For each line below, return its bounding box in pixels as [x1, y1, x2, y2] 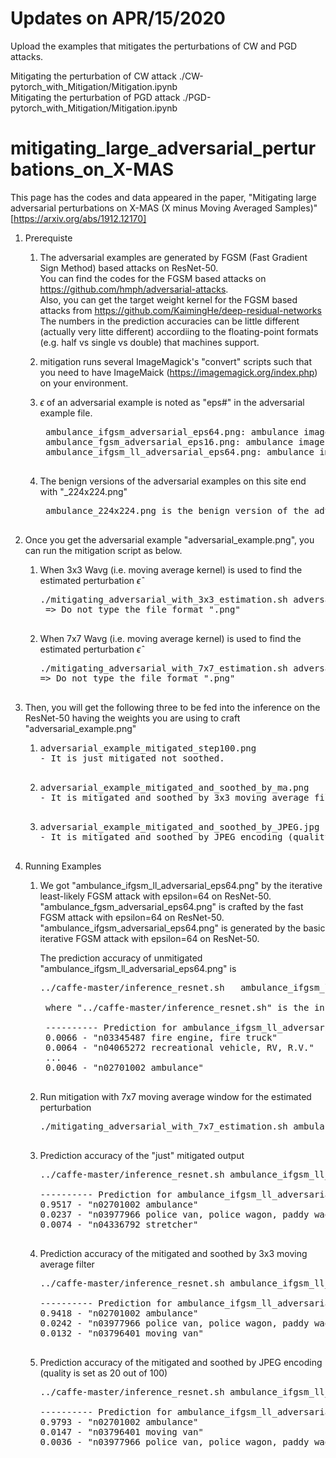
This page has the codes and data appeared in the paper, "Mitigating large [10, 191, 317, 203]
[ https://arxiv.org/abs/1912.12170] [10, 212, 147, 224]
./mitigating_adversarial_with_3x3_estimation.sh [39, 593, 288, 605]
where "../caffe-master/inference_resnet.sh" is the [45, 1002, 310, 1013]
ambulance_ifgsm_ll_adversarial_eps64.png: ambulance [45, 446, 315, 457]
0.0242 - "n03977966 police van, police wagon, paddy [39, 1317, 310, 1329]
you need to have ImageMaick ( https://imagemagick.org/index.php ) [39, 366, 318, 378]
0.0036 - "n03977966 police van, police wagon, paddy [39, 1436, 310, 1447]
